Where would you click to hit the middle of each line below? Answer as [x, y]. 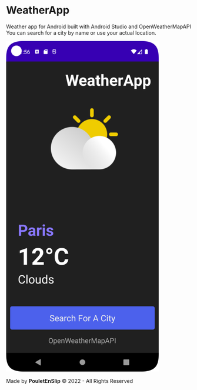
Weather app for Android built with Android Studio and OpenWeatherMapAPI [98, 26]
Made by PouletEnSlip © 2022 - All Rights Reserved [70, 381]
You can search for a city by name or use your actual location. [81, 32]
